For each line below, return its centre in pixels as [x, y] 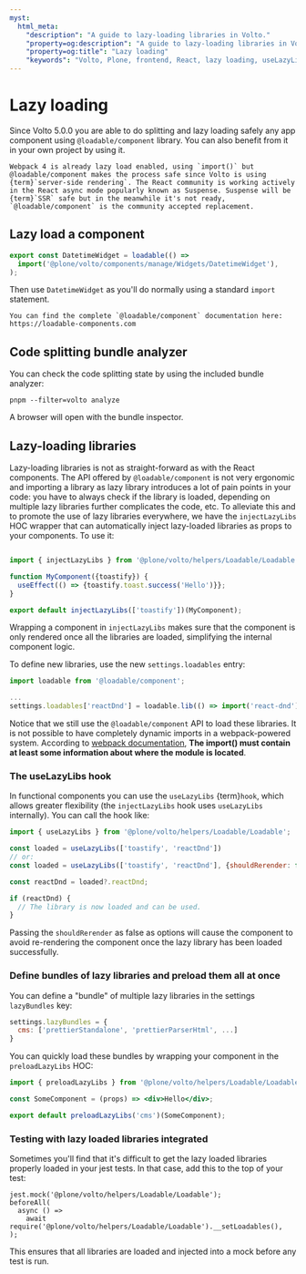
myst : [20, 18]
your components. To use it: [62, 535]
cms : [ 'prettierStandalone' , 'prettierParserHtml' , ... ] [128, 1031]
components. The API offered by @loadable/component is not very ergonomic [153, 478]
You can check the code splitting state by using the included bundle [137, 374]
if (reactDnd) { [40, 899]
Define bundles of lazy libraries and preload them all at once [145, 976]
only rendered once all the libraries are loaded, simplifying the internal [141, 637]
